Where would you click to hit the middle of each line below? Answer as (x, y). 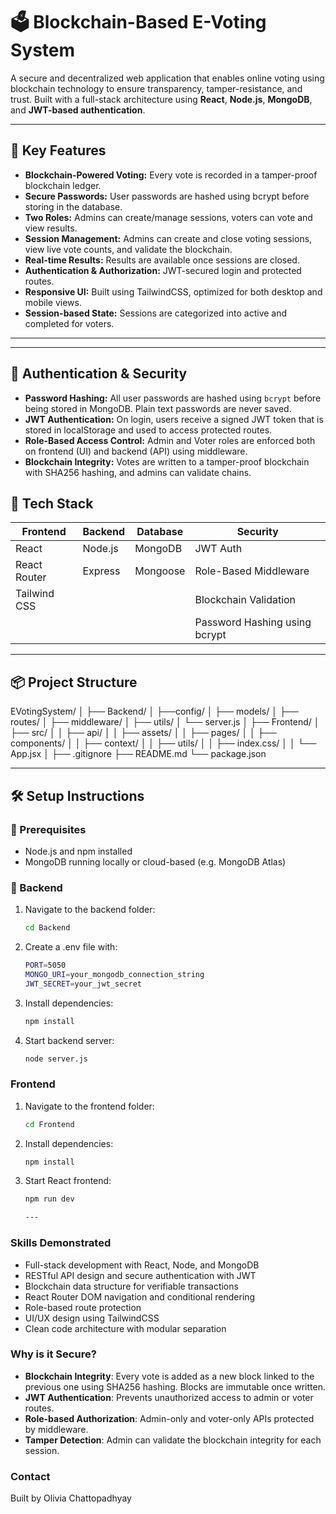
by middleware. (56, 1429)
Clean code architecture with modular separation (125, 1328)
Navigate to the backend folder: (90, 910)
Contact (30, 1476)
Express (101, 571)
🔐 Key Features (58, 150)
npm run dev (49, 1199)
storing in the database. (73, 206)
